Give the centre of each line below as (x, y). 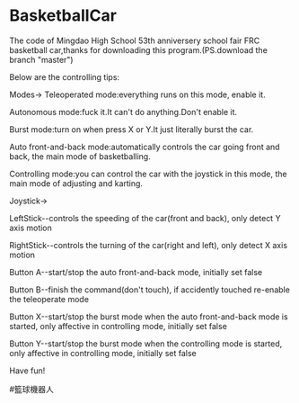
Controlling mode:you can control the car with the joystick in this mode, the (148, 174)
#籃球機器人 (31, 389)
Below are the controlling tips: (64, 76)
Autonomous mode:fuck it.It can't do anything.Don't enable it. (123, 112)
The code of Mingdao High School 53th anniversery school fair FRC (135, 40)
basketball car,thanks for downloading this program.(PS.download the (138, 49)
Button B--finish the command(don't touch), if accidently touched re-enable (149, 290)
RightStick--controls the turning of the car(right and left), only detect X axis (149, 245)
